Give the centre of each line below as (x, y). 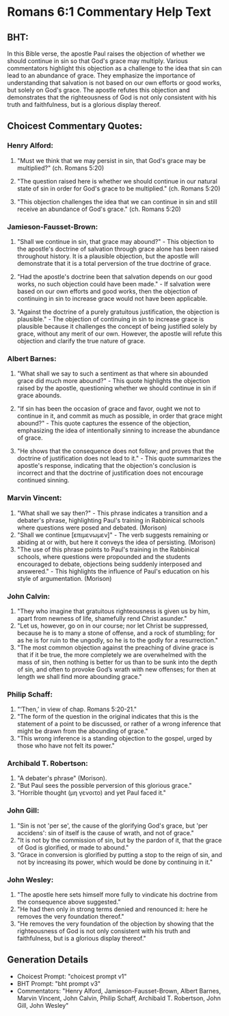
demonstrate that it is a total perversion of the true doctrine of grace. (114, 263)
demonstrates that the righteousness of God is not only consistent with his (112, 97)
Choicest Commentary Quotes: (75, 126)
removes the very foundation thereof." (70, 917)
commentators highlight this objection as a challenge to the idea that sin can (114, 68)
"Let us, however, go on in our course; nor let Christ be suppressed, (112, 625)
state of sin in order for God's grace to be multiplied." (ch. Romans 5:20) (119, 188)
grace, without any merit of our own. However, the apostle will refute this (119, 334)
